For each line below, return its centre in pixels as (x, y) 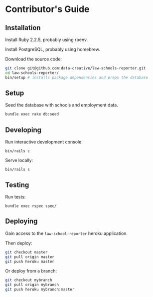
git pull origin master (30, 257)
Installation (23, 28)
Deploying (21, 221)
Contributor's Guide (47, 9)
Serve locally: (19, 160)
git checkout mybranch (29, 280)
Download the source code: (34, 59)
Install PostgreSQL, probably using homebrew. (53, 49)
